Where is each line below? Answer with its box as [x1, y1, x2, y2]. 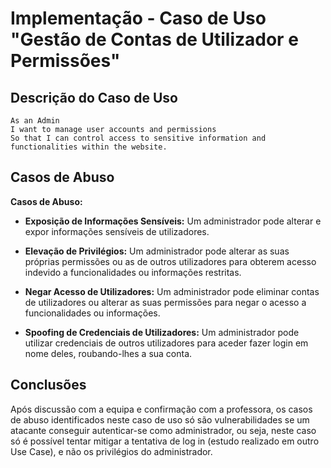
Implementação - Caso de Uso [10, 7, 267, 30]
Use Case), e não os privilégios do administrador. [10, 445, 213, 457]
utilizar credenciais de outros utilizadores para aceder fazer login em [24, 337, 309, 349]
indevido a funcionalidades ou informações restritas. [24, 266, 242, 278]
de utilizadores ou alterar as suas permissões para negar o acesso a [24, 296, 307, 308]
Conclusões [10, 377, 87, 394]
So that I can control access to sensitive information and [10, 133, 267, 143]
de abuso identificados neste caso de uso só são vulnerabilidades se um [10, 413, 310, 426]
